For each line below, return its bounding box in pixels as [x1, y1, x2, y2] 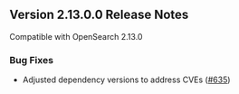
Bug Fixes [9, 53, 54, 66]
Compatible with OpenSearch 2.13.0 [9, 31, 143, 42]
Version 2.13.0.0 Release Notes [9, 7, 189, 23]
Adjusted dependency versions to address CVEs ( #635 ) [22, 74, 231, 85]
